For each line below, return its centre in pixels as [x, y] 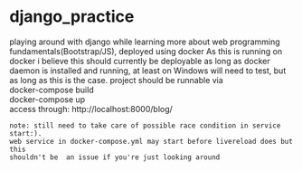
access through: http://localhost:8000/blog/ [91, 109]
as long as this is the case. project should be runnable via [116, 80]
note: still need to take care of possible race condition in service [145, 125]
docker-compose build [52, 90]
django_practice [72, 17]
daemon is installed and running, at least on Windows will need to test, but [148, 71]
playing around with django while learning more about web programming [145, 42]
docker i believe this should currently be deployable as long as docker [140, 61]
